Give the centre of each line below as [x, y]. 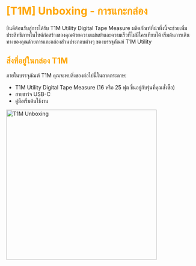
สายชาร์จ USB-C [33, 94]
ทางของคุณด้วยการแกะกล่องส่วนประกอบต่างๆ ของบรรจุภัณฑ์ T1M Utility [79, 41]
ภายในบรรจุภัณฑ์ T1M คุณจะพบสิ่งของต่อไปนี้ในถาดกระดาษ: [66, 75]
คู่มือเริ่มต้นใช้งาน [32, 101]
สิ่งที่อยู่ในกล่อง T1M [37, 61]
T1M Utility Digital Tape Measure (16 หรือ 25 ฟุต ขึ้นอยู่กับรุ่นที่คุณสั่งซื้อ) [95, 87]
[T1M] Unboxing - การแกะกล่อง [77, 11]
